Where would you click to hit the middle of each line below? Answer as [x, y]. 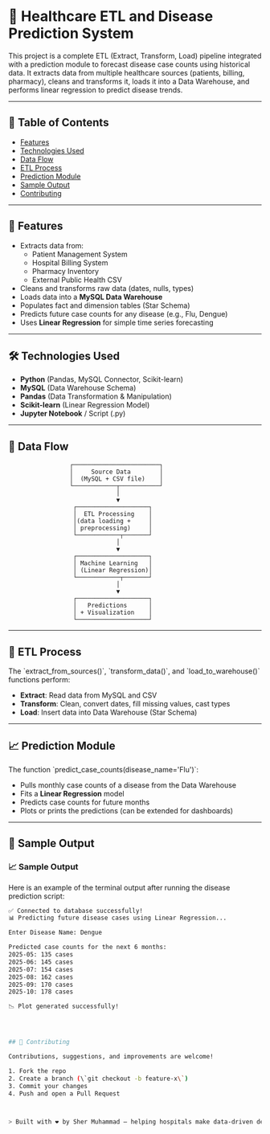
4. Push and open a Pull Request [64, 1093]
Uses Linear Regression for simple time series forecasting [117, 322]
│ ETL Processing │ [112, 514]
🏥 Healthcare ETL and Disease [111, 16]
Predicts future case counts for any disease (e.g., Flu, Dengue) [124, 313]
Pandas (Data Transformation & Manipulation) [96, 396]
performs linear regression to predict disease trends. [96, 90]
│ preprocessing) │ [112, 528]
